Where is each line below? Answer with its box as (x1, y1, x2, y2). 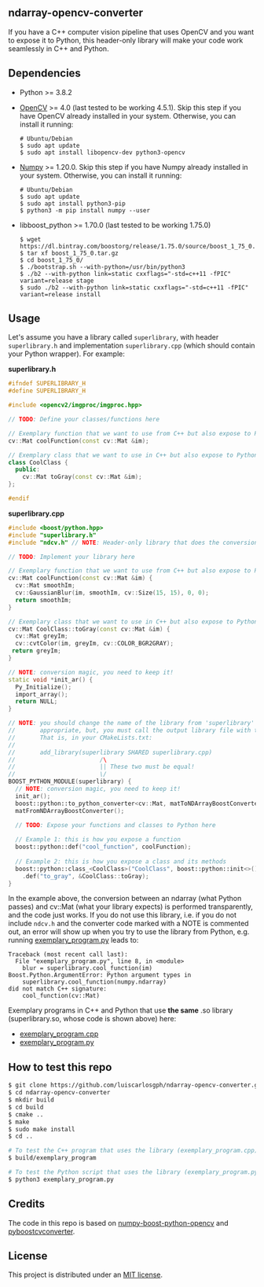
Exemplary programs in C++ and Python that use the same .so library (8, 1006, 233, 1015)
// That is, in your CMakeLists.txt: (8, 734, 153, 741)
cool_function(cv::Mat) (22, 992, 101, 1000)
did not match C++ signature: (8, 985, 108, 993)
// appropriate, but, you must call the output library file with (8, 726, 251, 734)
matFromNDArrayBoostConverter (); (15, 807, 125, 814)
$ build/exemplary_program (8, 1154, 97, 1162)
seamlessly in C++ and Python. (8, 43, 109, 53)
